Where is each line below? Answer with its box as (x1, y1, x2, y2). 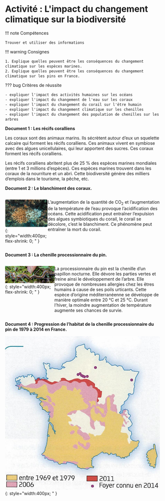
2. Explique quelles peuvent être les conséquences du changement (5, 69, 144, 74)
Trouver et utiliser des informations (5, 40, 84, 45)
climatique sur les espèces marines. (5, 64, 82, 69)
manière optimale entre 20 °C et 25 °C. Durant (54, 297, 148, 303)
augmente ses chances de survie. (54, 307, 123, 313)
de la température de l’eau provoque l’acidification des (47, 205, 158, 211)
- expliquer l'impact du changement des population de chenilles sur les (5, 112, 160, 117)
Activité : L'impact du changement (5, 3, 148, 15)
